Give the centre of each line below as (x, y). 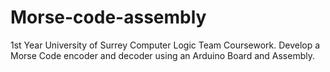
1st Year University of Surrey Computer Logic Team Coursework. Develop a (165, 45)
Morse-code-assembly (108, 17)
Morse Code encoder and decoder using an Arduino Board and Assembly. (162, 55)
